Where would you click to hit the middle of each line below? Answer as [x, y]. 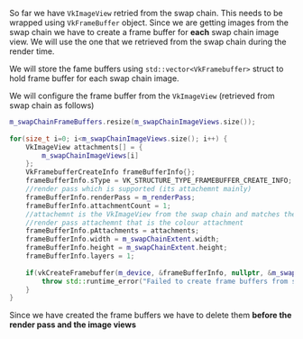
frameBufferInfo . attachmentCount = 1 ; [98, 206]
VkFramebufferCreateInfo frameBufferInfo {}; [110, 172]
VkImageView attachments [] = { [84, 147]
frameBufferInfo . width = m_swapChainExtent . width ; [123, 239]
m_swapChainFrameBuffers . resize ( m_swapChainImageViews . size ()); [133, 122]
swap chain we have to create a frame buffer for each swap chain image [144, 32]
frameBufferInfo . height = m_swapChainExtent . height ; [127, 248]
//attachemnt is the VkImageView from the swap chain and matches [153, 214]
